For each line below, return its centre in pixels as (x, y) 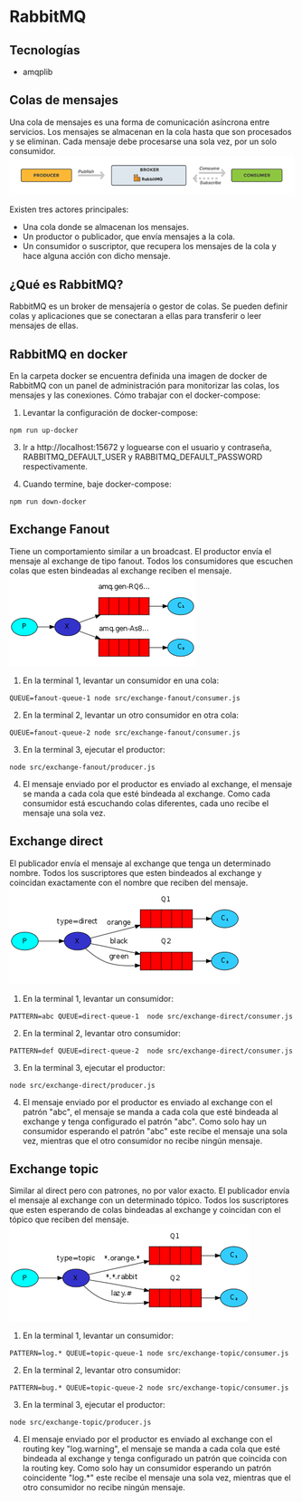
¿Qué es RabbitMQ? (66, 284)
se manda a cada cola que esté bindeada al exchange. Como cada (146, 794)
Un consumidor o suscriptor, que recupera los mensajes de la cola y (150, 246)
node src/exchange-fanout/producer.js (82, 767)
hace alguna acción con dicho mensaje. (96, 256)
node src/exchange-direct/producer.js (82, 1085)
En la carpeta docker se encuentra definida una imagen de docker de (138, 376)
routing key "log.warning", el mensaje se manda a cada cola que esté (151, 1449)
